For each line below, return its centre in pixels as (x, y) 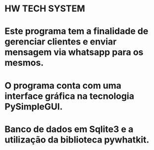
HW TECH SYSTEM (45, 9)
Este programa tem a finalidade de (77, 31)
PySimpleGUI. (34, 106)
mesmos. (24, 63)
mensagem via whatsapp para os (74, 52)
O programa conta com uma (63, 85)
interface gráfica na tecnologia (70, 96)
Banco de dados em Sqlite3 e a (69, 129)
